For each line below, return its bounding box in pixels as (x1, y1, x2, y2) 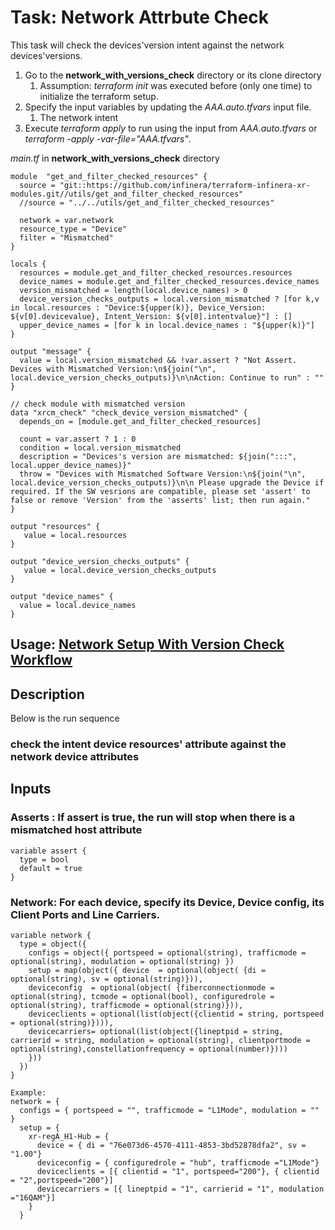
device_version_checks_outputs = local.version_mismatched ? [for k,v (19, 294, 320, 304)
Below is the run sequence (10, 712, 120, 725)
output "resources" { (10, 521, 101, 531)
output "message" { (10, 346, 92, 356)
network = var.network (19, 215, 114, 225)
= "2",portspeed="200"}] (10, 1176, 114, 1186)
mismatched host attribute (10, 823, 143, 837)
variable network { (10, 931, 92, 941)
